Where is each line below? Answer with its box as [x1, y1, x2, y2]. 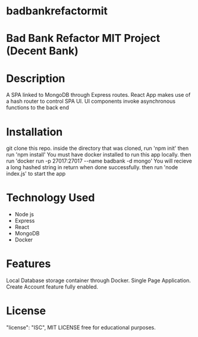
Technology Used [6, 191, 95, 204]
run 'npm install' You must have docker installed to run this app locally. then [6, 151, 191, 158]
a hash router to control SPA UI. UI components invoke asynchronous [6, 97, 176, 105]
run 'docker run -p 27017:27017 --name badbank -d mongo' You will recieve [6, 157, 192, 165]
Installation [6, 125, 63, 139]
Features [6, 257, 51, 271]
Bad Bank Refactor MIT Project [6, 32, 161, 45]
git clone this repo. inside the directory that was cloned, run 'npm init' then [6, 145, 189, 152]
